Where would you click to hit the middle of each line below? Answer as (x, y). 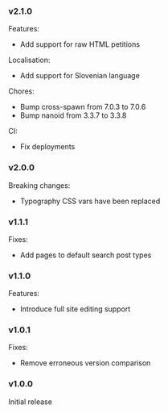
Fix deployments (47, 147)
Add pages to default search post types (86, 255)
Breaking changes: (39, 185)
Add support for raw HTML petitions (80, 44)
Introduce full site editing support (75, 309)
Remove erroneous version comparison (85, 363)
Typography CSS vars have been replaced (90, 201)
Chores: (21, 91)
